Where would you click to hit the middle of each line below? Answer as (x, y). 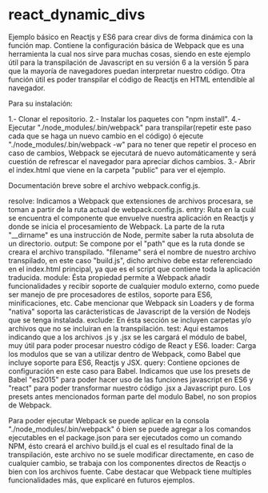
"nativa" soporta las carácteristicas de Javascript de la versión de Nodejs (129, 311)
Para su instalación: (41, 103)
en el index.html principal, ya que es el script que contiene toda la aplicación (134, 269)
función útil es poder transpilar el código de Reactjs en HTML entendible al (132, 79)
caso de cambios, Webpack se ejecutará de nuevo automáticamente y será (132, 153)
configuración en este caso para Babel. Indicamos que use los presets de (129, 371)
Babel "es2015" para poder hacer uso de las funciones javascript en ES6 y (131, 379)
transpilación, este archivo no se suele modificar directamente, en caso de (131, 455)
